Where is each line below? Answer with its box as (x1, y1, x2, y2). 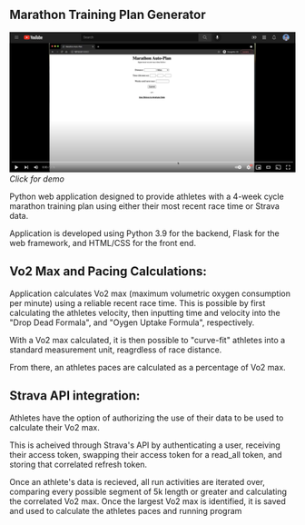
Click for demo (9, 173, 65, 184)
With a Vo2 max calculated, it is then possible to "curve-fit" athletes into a (9, 334, 286, 345)
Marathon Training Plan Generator (9, 7, 206, 23)
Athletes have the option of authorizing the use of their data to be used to (9, 412, 284, 423)
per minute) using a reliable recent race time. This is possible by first (9, 297, 266, 308)
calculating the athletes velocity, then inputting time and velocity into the (9, 307, 280, 318)
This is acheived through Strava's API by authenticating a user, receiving (9, 440, 281, 451)
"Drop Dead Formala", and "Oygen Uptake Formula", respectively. (9, 317, 255, 328)
